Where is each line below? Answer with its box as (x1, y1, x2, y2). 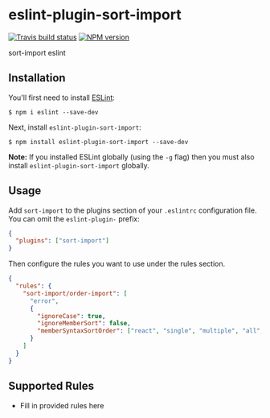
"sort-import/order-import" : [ (22, 289, 128, 297)
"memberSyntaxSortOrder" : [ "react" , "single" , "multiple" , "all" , (37, 327, 264, 335)
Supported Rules (8, 379, 95, 393)
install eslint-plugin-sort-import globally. (8, 160, 150, 170)
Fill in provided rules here (19, 400, 104, 410)
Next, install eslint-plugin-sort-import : (8, 122, 142, 132)
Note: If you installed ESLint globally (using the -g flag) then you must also (8, 151, 255, 162)
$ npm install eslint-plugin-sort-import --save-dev (8, 138, 189, 146)
